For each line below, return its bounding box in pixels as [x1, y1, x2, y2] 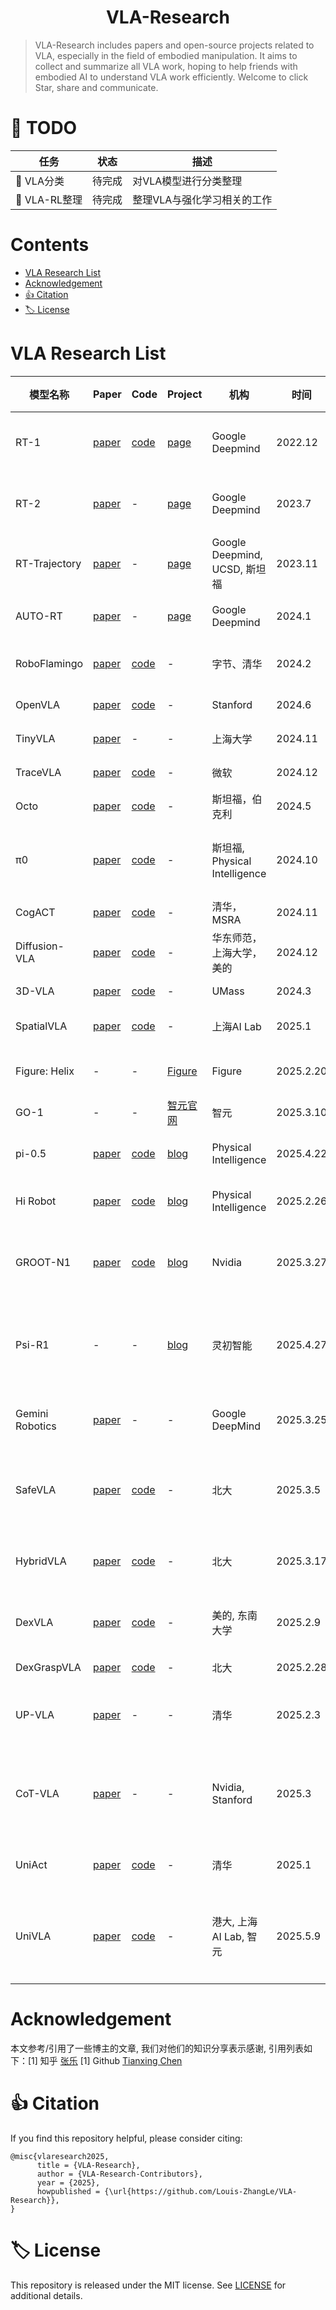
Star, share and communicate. [34, 81, 159, 93]
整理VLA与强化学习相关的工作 [132, 192, 273, 206]
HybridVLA [15, 1554, 67, 1568]
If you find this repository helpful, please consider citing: [10, 2132, 243, 2144]
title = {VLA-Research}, [36, 2160, 141, 2170]
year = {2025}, [36, 2177, 101, 2188]
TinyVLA [15, 731, 56, 745]
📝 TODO [10, 117, 78, 140]
